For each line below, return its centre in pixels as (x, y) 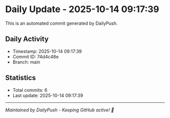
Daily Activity (27, 39)
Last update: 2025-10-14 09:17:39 (48, 95)
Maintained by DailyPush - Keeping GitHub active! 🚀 (60, 110)
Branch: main (26, 62)
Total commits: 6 (30, 90)
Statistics (21, 78)
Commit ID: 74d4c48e (36, 56)
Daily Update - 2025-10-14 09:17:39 (82, 9)
